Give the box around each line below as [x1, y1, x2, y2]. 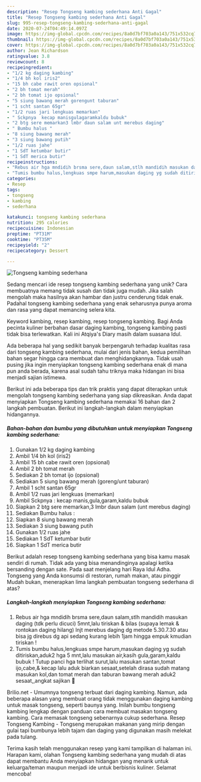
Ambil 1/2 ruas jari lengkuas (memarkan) [15, 491, 115, 498]
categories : [7, 176, 36, 182]
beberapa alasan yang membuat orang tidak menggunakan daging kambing [7, 695, 193, 702]
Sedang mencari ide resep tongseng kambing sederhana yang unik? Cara [7, 281, 188, 288]
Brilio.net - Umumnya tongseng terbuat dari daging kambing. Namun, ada [7, 689, 187, 696]
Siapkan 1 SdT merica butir [15, 541, 82, 549]
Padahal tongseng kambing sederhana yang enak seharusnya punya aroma [7, 300, 192, 307]
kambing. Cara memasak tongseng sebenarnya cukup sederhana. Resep [7, 714, 185, 722]
